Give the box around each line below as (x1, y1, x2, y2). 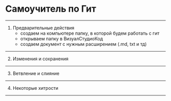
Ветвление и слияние (12, 70, 60, 77)
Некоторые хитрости (12, 85, 59, 91)
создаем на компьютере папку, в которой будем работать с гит (20, 30, 160, 36)
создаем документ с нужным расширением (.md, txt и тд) (20, 41, 147, 47)
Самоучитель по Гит (5, 3, 97, 15)
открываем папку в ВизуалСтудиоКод (20, 35, 103, 41)
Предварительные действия (12, 24, 75, 31)
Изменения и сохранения (12, 56, 69, 62)
